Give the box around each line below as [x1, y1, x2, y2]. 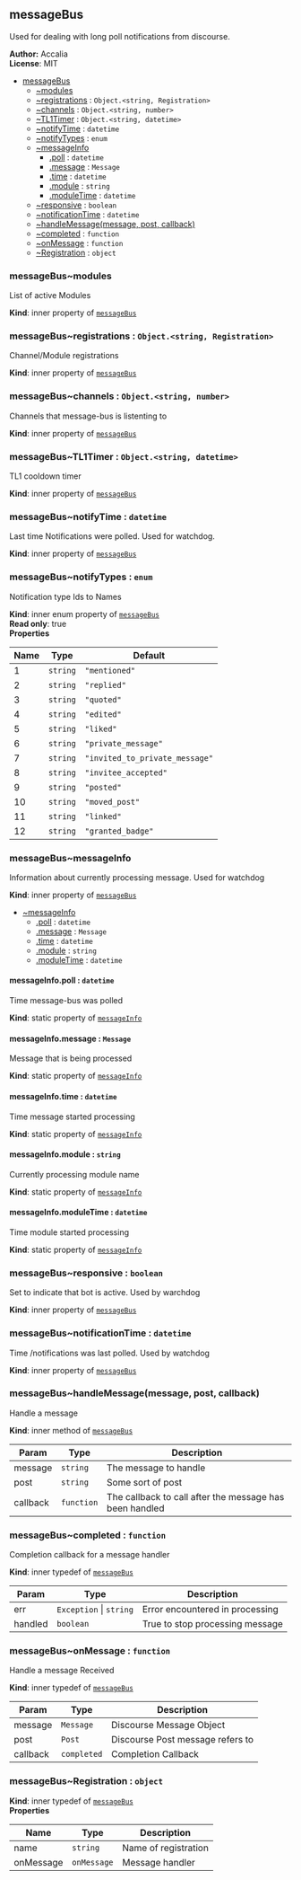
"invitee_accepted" [84, 767, 168, 778]
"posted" [84, 781, 123, 792]
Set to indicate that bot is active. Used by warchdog [9, 1287, 201, 1298]
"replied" [84, 680, 127, 690]
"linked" [84, 811, 123, 821]
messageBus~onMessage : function [9, 1645, 171, 1657]
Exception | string [56, 1603, 134, 1616]
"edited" [84, 709, 123, 719]
